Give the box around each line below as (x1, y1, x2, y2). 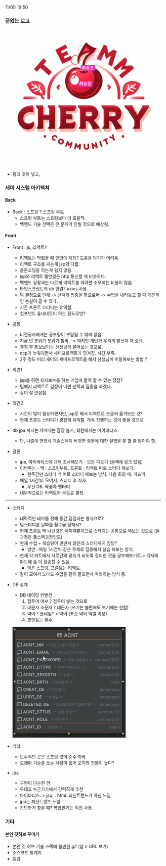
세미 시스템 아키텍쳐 (5, 184, 50, 191)
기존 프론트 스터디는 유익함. (19, 304, 73, 310)
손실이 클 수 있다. (25, 298, 58, 304)
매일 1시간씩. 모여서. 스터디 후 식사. (19, 477, 87, 483)
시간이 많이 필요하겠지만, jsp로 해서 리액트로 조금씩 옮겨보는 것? (19, 410, 143, 416)
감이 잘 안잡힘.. (19, 389, 49, 395)
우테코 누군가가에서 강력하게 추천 (19, 786, 83, 792)
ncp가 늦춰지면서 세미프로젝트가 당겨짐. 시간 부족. (19, 350, 116, 356)
